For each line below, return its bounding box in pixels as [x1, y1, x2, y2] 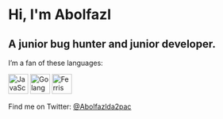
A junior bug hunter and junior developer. [8, 37, 216, 51]
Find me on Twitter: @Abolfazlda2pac [8, 102, 132, 111]
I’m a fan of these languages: [8, 58, 103, 67]
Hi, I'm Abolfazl [8, 6, 111, 24]
